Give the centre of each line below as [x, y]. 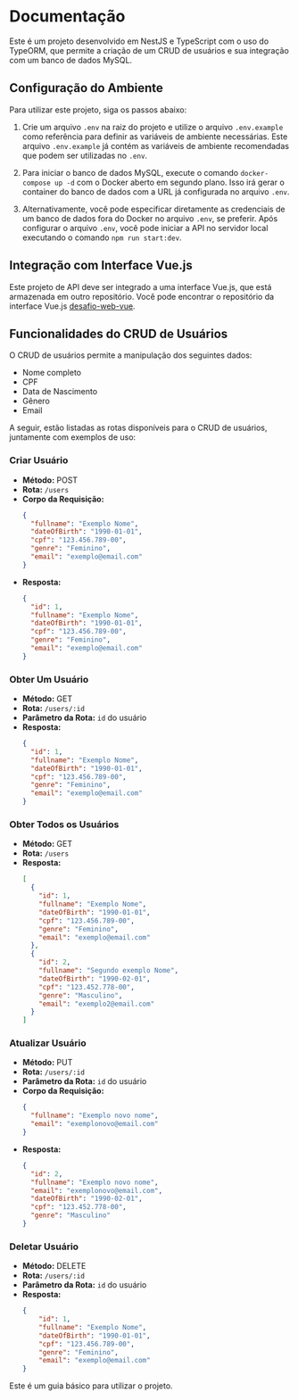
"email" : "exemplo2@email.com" [97, 1004]
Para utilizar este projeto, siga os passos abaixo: [98, 110]
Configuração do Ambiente [86, 88]
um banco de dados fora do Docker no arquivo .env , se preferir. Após [150, 218]
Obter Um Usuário [49, 679]
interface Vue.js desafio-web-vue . [72, 306]
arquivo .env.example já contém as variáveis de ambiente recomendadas [156, 145]
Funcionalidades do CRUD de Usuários [119, 333]
